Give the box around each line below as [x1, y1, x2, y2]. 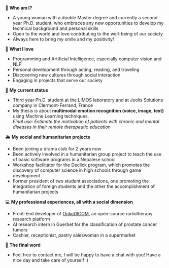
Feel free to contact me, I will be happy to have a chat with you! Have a [12, 252, 161, 258]
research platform [12, 216, 50, 222]
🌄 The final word [5, 242, 41, 248]
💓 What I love [5, 46, 34, 52]
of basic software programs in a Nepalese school [12, 157, 116, 162]
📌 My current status [5, 87, 48, 93]
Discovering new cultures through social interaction [12, 72, 121, 78]
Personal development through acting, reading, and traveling [12, 66, 140, 72]
